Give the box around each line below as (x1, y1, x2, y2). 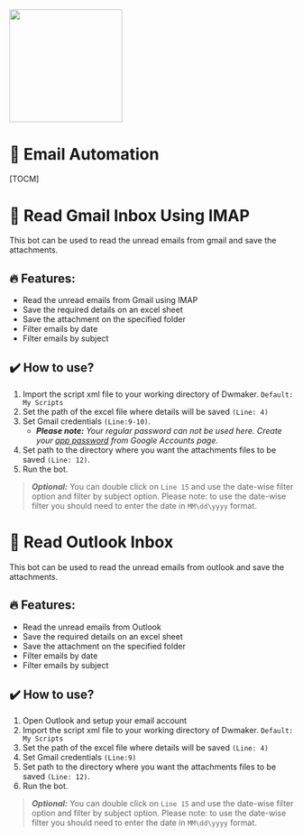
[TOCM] (9, 173, 40, 185)
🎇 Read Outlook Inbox (9, 532, 174, 553)
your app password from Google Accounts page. (35, 435, 219, 446)
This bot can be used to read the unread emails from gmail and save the (9, 235, 277, 246)
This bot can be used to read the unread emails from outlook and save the (9, 561, 285, 573)
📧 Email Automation (9, 143, 160, 164)
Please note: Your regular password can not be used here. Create (35, 425, 282, 436)
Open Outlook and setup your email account (22, 715, 188, 726)
